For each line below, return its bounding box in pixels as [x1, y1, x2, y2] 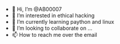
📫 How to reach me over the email [11, 32, 97, 38]
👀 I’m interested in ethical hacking [11, 12, 95, 19]
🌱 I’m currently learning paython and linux [11, 18, 115, 25]
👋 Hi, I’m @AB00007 [11, 6, 62, 12]
